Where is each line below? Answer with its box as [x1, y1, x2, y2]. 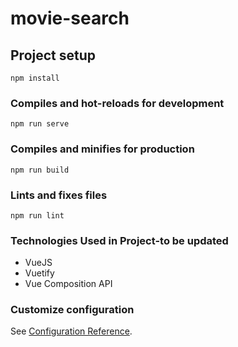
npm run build [10, 165, 70, 175]
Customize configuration [10, 303, 135, 317]
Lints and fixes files [10, 188, 108, 202]
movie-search [10, 7, 130, 30]
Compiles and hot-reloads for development [10, 96, 225, 110]
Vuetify [24, 267, 55, 279]
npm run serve [10, 119, 70, 129]
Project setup [10, 47, 97, 64]
